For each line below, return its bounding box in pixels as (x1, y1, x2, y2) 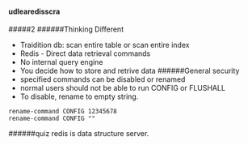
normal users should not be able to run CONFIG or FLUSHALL (19, 83, 226, 93)
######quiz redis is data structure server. (8, 129, 149, 139)
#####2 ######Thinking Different (8, 24, 124, 34)
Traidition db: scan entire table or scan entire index (19, 41, 190, 50)
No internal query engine (19, 58, 103, 67)
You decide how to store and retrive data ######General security (19, 66, 240, 76)
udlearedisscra (8, 6, 61, 16)
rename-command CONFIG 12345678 (8, 108, 117, 116)
